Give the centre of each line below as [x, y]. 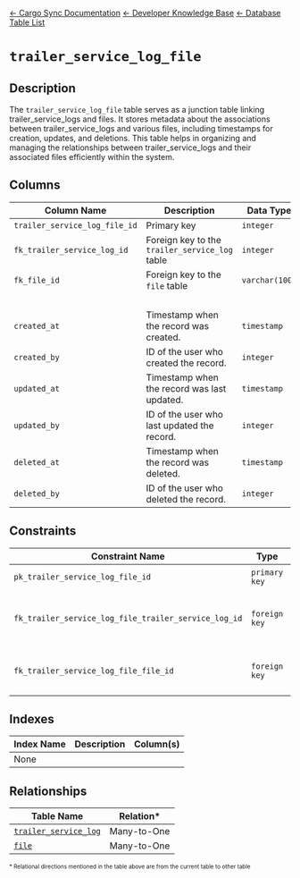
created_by [37, 357]
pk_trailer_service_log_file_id [83, 577]
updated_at [37, 388]
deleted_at [37, 462]
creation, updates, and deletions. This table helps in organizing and [133, 138]
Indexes [32, 719]
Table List [27, 22]
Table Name [57, 816]
